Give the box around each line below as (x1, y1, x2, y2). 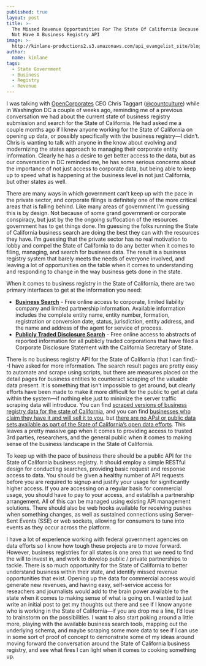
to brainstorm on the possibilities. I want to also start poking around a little (6, 614, 193, 621)
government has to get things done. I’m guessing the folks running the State (6, 222, 198, 230)
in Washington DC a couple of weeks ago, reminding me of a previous (6, 107, 183, 113)
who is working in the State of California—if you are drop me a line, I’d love (6, 607, 195, 615)
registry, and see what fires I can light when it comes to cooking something (6, 646, 196, 653)
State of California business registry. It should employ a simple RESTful (6, 459, 186, 466)
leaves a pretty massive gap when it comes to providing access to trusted (6, 427, 193, 434)
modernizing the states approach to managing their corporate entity (6, 145, 178, 153)
